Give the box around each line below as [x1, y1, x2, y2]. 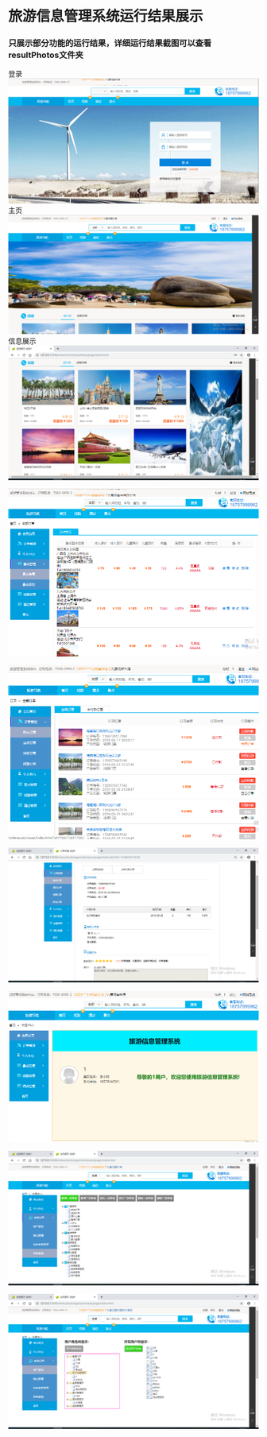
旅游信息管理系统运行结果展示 [8, 7, 204, 25]
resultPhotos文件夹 [8, 49, 83, 60]
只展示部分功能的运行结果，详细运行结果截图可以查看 [8, 37, 212, 48]
